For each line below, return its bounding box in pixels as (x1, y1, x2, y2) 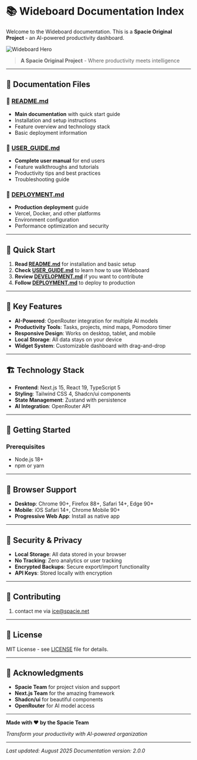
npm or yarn (14, 462, 45, 469)
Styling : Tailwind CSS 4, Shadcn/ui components (14, 390, 131, 397)
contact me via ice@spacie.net (14, 608, 90, 615)
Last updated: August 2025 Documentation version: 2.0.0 (6, 747, 145, 754)
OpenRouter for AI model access (14, 702, 95, 710)
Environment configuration (14, 216, 79, 223)
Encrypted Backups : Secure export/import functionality (14, 563, 150, 570)
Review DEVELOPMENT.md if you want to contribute (14, 273, 144, 280)
